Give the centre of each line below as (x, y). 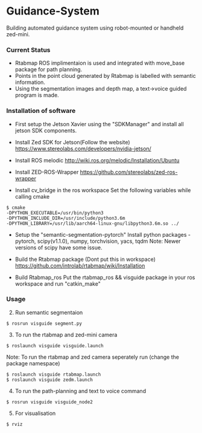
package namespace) (33, 363)
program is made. (37, 95)
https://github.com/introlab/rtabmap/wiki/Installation (80, 265)
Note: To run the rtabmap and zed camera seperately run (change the (93, 357)
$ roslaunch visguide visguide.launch (55, 345)
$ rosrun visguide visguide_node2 (50, 402)
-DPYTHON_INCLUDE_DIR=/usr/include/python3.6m (66, 218)
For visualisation (35, 413)
